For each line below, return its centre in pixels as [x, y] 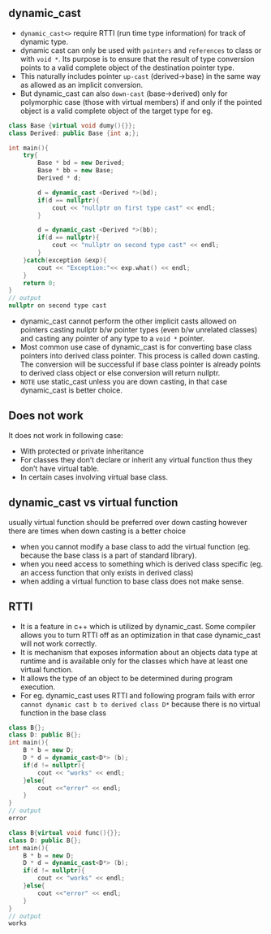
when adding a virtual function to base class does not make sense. [132, 581]
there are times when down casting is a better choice [97, 531]
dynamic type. [44, 41]
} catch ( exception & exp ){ [65, 260]
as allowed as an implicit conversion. [82, 85]
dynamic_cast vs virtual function [93, 503]
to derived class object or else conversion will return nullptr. [120, 373]
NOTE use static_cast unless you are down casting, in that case [124, 382]
